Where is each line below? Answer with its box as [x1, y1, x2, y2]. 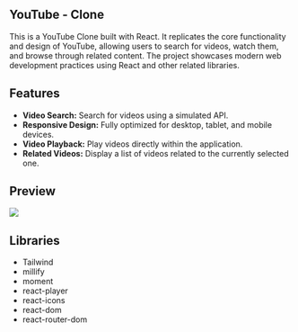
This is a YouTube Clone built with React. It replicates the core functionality [9, 31, 286, 41]
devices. [22, 129, 55, 139]
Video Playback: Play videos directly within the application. [22, 139, 243, 149]
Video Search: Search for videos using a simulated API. [22, 110, 229, 121]
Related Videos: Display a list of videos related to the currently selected [22, 148, 289, 158]
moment [22, 276, 54, 287]
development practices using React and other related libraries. [9, 59, 240, 70]
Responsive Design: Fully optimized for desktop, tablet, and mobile [22, 119, 272, 130]
